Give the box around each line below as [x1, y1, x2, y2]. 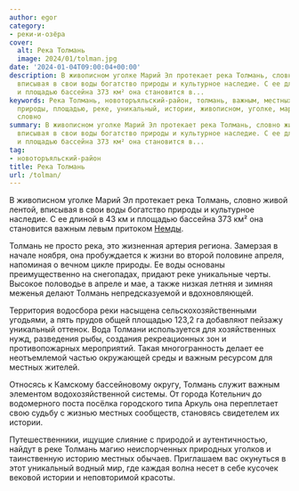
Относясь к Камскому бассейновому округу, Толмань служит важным [9, 380, 280, 390]
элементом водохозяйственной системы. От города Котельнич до [9, 389, 263, 399]
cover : [9, 37, 34, 47]
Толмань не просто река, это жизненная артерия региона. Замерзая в [9, 241, 279, 251]
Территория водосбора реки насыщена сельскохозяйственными [9, 305, 257, 316]
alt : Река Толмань [17, 46, 86, 55]
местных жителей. [9, 362, 80, 372]
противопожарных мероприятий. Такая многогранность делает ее [9, 343, 264, 354]
